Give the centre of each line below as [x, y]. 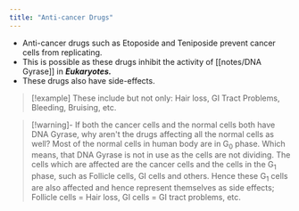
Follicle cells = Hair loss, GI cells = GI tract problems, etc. [136, 198]
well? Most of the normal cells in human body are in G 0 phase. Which [158, 145]
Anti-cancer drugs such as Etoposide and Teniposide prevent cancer [149, 43]
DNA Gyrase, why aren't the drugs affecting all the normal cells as [153, 134]
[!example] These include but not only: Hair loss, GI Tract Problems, [155, 98]
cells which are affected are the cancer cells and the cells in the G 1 [154, 166]
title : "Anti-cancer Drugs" [62, 17]
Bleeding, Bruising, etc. [74, 107]
